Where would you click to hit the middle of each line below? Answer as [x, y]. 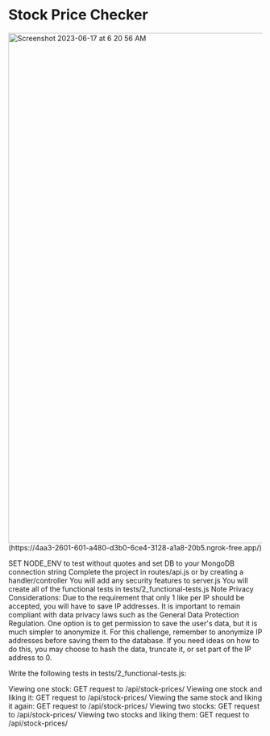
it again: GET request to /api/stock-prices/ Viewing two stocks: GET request [134, 706]
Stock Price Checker [78, 15]
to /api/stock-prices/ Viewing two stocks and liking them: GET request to [129, 714]
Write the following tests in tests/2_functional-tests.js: [98, 673]
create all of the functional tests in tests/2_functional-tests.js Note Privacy [131, 589]
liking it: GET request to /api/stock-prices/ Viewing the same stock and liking [135, 697]
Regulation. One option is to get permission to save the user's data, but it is [133, 623]
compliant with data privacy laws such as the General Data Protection [124, 614]
